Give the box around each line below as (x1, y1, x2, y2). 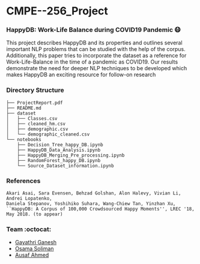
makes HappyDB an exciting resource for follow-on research (6, 71, 156, 79)
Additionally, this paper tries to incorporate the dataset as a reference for (6, 52, 187, 59)
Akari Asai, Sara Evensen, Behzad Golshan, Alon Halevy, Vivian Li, (6, 190, 181, 196)
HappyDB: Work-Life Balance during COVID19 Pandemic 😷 (6, 26, 181, 34)
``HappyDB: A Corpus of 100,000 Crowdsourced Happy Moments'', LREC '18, (6, 206, 195, 212)
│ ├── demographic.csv (6, 126, 68, 132)
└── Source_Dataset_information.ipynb (17, 163, 114, 169)
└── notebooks (6, 136, 42, 142)
